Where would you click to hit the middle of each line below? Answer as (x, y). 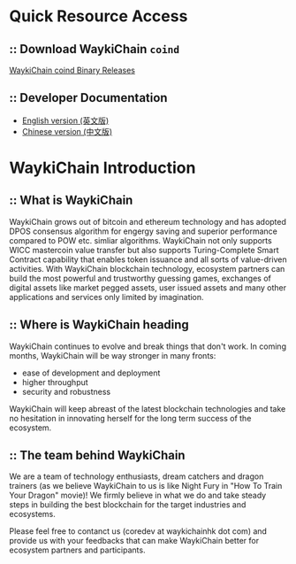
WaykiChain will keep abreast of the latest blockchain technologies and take (148, 408)
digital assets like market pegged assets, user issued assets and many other (148, 287)
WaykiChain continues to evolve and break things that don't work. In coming (148, 346)
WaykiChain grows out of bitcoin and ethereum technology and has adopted (148, 221)
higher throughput (55, 382)
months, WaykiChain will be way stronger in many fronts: (113, 355)
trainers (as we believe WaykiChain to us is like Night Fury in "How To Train (146, 486)
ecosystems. (32, 514)
